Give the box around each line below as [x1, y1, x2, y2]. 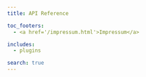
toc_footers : [7, 22, 45, 29]
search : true [7, 59, 45, 67]
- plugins [13, 47, 41, 55]
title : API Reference [7, 10, 69, 17]
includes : [7, 41, 36, 48]
